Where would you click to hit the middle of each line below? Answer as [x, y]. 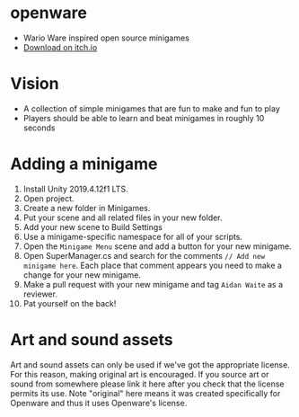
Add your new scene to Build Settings [92, 226]
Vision [35, 84]
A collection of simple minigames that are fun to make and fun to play [152, 108]
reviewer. [40, 294]
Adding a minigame [84, 164]
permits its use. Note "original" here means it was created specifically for [145, 393]
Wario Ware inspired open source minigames [106, 38]
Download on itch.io [60, 47]
